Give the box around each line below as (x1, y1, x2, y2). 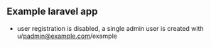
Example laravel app (6, 6, 98, 18)
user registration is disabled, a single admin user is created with (16, 24, 204, 32)
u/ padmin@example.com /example (16, 32, 118, 40)
